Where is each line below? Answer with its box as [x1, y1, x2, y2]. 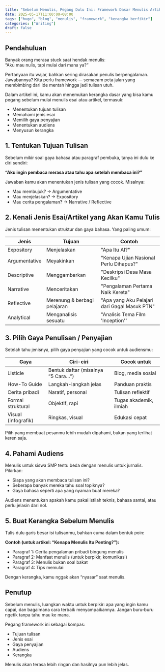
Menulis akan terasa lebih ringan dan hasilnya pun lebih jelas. [5, 661, 129, 667]
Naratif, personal [48, 389, 87, 396]
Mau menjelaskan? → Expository [12, 193, 79, 199]
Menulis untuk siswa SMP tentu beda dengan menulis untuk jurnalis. [5, 462, 143, 468]
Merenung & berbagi [46, 296, 94, 303]
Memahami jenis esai [12, 111, 55, 117]
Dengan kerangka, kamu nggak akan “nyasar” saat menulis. [5, 574, 126, 580]
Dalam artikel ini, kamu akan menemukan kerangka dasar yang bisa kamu [5, 92, 154, 97]
